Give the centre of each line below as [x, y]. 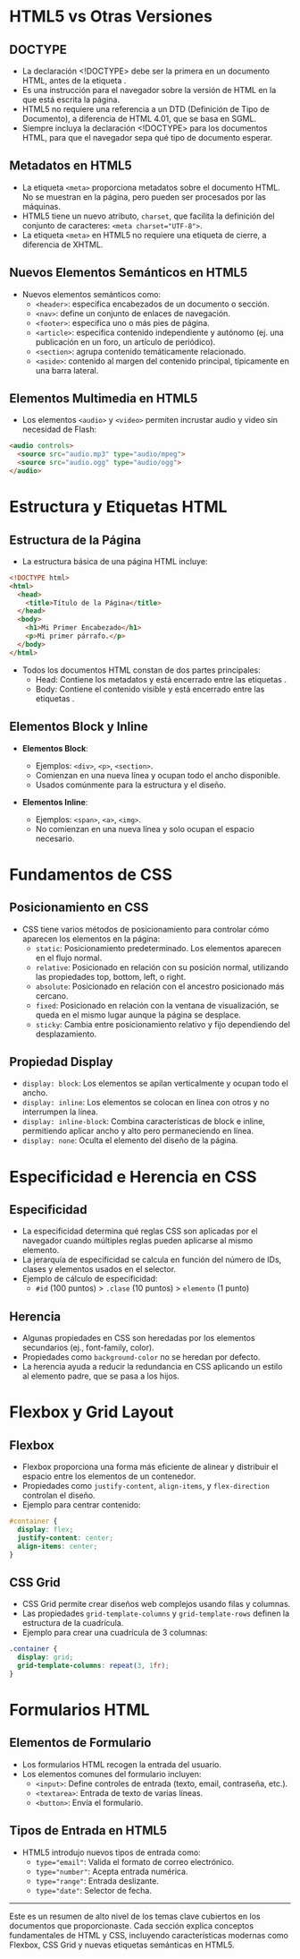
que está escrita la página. [71, 99]
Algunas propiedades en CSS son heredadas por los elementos [139, 1338]
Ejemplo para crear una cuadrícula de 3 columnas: [115, 1633]
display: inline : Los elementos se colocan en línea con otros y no [146, 1103]
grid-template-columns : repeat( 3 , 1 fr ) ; [93, 1666]
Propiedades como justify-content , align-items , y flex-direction [146, 1486]
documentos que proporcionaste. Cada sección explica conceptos [132, 1925]
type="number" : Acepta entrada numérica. [112, 1871]
